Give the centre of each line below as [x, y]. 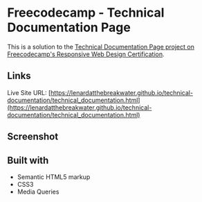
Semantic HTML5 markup [54, 177]
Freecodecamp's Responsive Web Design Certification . [86, 54]
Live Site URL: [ [29, 92]
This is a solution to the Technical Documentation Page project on [101, 47]
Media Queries [38, 192]
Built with [28, 160]
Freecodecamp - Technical [86, 13]
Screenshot [33, 137]
